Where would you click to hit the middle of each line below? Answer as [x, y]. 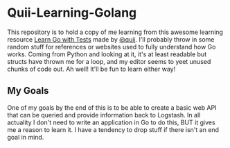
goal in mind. [26, 137]
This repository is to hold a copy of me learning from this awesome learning [115, 32]
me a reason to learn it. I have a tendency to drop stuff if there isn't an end [113, 129]
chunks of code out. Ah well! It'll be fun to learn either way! [91, 69]
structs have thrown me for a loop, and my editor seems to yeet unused [109, 61]
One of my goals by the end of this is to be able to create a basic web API [112, 107]
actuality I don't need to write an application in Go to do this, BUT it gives [112, 122]
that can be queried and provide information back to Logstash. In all [104, 115]
